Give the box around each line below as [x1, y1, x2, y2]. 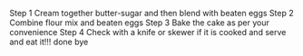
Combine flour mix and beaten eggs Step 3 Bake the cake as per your [9, 17, 270, 28]
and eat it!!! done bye [9, 36, 89, 47]
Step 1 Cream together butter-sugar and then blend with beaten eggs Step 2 [9, 8, 294, 18]
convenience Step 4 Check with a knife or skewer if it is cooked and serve [9, 27, 287, 37]
